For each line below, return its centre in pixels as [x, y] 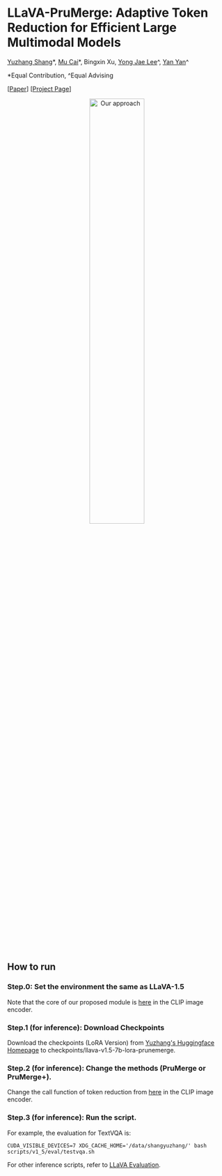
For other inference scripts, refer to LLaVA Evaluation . [84, 1164]
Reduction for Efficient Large [92, 28]
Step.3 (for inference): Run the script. [72, 1117]
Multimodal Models [64, 43]
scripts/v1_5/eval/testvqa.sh [51, 1152]
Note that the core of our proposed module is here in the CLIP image [105, 1002]
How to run [32, 967]
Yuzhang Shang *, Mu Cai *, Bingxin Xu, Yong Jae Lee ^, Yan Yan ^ [98, 61]
